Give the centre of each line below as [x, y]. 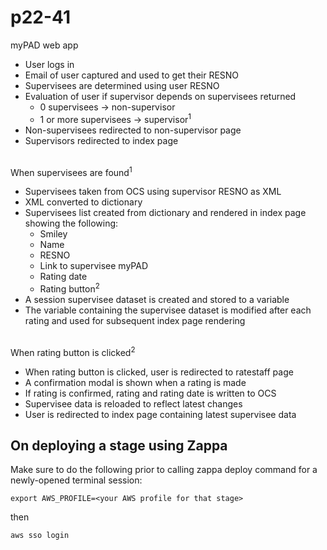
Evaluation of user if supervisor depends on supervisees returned [160, 96]
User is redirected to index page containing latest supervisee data [160, 414]
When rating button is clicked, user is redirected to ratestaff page [159, 372]
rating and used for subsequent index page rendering [135, 320]
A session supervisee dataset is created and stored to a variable [157, 299]
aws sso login [40, 536]
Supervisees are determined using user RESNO [122, 85]
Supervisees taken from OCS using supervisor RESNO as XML [153, 192]
